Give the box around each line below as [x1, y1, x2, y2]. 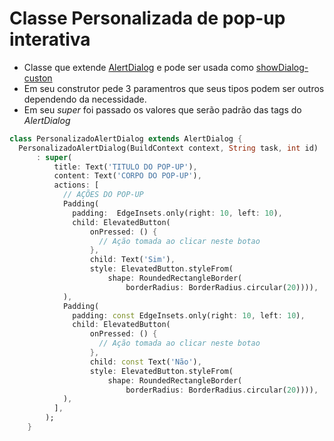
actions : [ [53, 180, 100, 191]
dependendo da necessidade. [23, 93, 147, 105]
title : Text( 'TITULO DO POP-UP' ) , [53, 162, 198, 172]
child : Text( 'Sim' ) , [89, 255, 176, 265]
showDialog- [255, 61, 309, 73]
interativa [9, 28, 91, 51]
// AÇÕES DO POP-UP [62, 190, 144, 200]
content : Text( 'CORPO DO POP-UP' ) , [53, 171, 202, 181]
